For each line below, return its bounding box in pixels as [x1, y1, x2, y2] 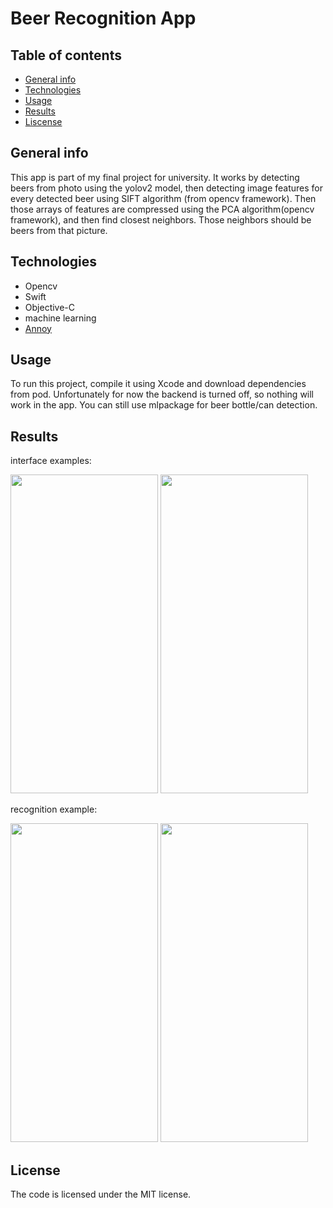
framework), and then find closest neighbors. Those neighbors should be [10, 213, 312, 226]
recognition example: [10, 803, 98, 816]
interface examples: [10, 455, 92, 467]
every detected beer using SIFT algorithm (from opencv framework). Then [10, 192, 317, 204]
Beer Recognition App [10, 7, 197, 30]
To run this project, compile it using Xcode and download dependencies [10, 378, 307, 390]
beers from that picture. [10, 224, 108, 236]
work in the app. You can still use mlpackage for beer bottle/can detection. [10, 399, 318, 411]
